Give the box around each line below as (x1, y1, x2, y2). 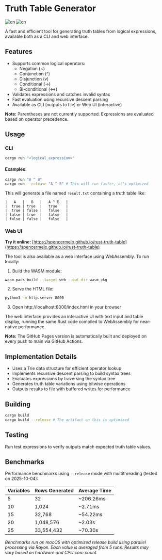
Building (5, 400, 31, 408)
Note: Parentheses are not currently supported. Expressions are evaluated (5, 111, 154, 117)
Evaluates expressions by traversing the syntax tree (12, 376, 115, 382)
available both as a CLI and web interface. (5, 33, 89, 39)
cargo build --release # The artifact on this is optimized (5, 417, 130, 422)
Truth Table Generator (5, 3, 96, 14)
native (5, 324, 17, 330)
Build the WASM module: (12, 268, 62, 274)
